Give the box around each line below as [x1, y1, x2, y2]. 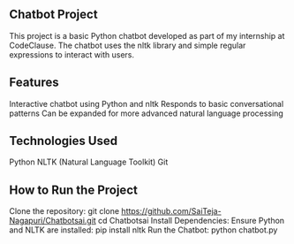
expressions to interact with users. [9, 49, 135, 60]
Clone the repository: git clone [9, 206, 120, 217]
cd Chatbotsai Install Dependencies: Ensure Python [98, 216, 285, 226]
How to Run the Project [9, 182, 139, 197]
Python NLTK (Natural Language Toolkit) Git [9, 156, 169, 167]
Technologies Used [9, 133, 117, 149]
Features [9, 75, 59, 90]
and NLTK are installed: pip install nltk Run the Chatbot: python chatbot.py [9, 225, 278, 235]
